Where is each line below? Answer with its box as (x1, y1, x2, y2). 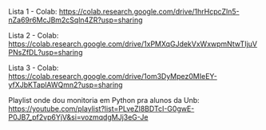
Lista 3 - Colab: (8, 63, 59, 73)
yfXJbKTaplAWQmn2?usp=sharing (8, 80, 123, 89)
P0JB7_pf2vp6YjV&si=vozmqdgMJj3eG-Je (8, 112, 149, 122)
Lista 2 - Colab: (8, 31, 59, 40)
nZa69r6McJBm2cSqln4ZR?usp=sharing (8, 15, 143, 25)
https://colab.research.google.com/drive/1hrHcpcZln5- (58, 7, 240, 16)
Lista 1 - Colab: (8, 7, 58, 16)
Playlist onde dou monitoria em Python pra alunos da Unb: (8, 96, 200, 104)
